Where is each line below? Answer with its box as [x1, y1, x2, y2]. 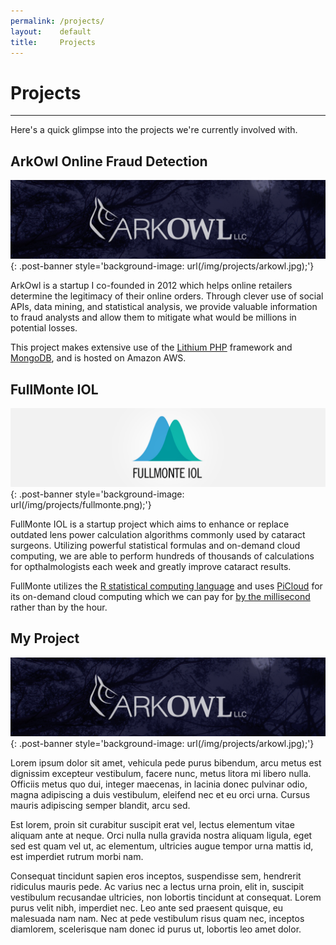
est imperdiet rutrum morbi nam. [10, 850, 144, 862]
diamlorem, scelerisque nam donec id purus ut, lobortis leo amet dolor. [10, 923, 302, 935]
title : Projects [10, 37, 97, 47]
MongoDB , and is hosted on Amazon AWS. [10, 352, 187, 364]
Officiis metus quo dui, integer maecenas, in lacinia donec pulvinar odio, [10, 778, 308, 790]
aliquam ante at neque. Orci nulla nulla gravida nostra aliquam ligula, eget [10, 829, 313, 841]
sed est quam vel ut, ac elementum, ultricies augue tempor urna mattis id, [10, 840, 314, 852]
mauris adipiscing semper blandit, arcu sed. [10, 799, 191, 811]
